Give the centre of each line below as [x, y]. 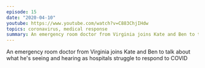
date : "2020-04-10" [31, 18]
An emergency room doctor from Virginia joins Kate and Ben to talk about [99, 52]
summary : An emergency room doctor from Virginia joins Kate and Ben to [101, 35]
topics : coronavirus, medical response [57, 29]
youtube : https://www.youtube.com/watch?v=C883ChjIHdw [77, 23]
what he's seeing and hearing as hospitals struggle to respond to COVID [97, 58]
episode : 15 [21, 12]
